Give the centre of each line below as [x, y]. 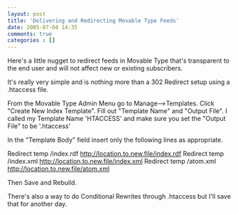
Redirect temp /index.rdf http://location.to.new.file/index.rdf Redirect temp [116, 154]
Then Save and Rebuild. [42, 183]
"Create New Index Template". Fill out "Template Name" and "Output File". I [117, 111]
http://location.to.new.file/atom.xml [59, 169]
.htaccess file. [28, 90]
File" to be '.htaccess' [39, 126]
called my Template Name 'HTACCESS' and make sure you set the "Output [117, 119]
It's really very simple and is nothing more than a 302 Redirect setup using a [119, 82]
